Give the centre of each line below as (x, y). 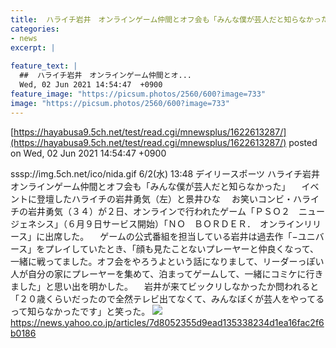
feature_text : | (44, 66)
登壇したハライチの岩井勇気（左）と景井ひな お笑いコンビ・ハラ (173, 198)
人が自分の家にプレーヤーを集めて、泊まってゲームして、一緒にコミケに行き (167, 273)
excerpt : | (33, 47)
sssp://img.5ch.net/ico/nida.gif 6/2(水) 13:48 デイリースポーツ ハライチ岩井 (165, 173)
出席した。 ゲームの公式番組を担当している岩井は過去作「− (171, 236)
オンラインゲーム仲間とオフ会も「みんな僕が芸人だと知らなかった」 (150, 186)
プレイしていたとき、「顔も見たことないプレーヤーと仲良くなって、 (182, 248)
